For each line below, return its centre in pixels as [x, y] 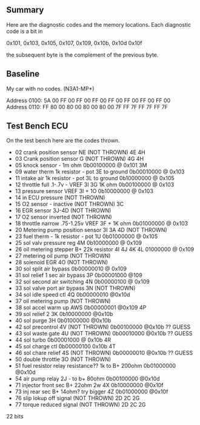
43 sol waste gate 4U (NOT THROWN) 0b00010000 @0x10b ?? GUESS [104, 334]
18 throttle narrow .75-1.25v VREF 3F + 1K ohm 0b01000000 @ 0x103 [102, 223]
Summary [25, 10]
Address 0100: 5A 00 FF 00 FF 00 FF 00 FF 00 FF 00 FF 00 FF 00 [88, 100]
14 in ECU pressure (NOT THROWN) [60, 198]
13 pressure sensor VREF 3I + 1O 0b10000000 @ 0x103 [84, 191]
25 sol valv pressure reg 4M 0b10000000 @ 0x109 [78, 243]
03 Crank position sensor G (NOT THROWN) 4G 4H [79, 159]
